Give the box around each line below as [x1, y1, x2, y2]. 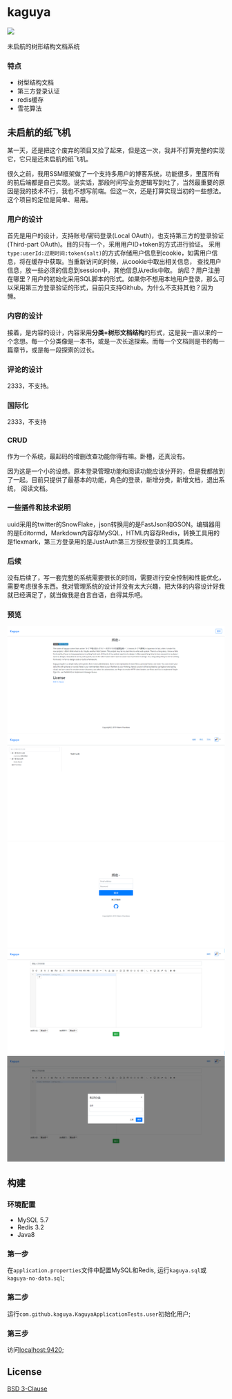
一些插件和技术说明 [7, 503, 71, 513]
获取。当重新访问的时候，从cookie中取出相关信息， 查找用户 [49, 258, 222, 266]
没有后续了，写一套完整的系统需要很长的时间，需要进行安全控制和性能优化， [7, 573, 225, 582]
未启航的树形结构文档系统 [7, 42, 80, 51]
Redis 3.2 [17, 1223, 44, 1231]
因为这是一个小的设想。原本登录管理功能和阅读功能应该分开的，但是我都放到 [7, 467, 225, 475]
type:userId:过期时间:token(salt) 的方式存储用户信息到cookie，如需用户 [7, 249, 212, 257]
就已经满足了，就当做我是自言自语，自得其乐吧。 [7, 591, 146, 599]
